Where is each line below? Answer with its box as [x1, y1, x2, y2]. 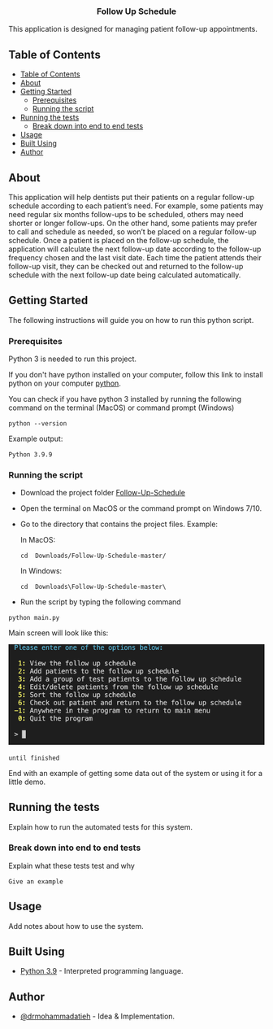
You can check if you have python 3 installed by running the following [8, 395, 242, 404]
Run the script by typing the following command [19, 597, 181, 607]
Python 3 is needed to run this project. [8, 354, 136, 364]
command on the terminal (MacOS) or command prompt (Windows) [8, 403, 235, 412]
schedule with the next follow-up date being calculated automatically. [8, 270, 241, 280]
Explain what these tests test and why [8, 861, 136, 870]
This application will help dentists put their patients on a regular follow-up [8, 192, 254, 202]
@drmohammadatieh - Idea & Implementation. [19, 1011, 175, 1022]
